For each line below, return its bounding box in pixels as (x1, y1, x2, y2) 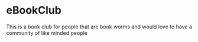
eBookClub (6, 4, 62, 17)
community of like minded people (6, 29, 87, 36)
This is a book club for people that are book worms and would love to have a (6, 23, 193, 30)
